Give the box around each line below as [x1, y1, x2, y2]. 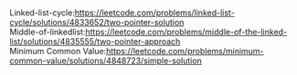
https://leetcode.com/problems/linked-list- [74, 7, 235, 18]
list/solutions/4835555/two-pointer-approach [9, 36, 181, 47]
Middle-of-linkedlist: [9, 26, 86, 37]
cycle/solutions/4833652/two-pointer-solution [9, 17, 185, 27]
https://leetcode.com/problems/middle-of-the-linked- [85, 26, 288, 37]
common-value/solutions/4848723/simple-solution [9, 55, 203, 66]
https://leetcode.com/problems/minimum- [105, 46, 264, 56]
